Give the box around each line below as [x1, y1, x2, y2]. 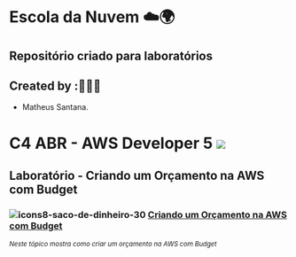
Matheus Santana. [21, 102, 89, 113]
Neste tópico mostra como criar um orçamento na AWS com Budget [9, 240, 217, 249]
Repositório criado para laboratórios [9, 48, 213, 63]
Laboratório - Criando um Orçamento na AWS [9, 167, 265, 183]
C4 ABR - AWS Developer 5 [9, 133, 214, 153]
